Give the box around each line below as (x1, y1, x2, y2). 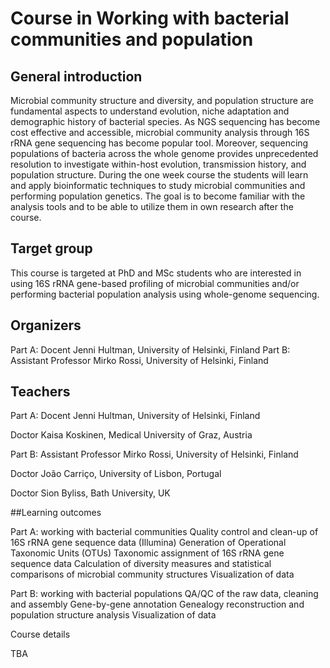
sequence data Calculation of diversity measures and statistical (10, 558, 272, 570)
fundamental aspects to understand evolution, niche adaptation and (10, 105, 290, 117)
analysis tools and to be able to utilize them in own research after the (10, 201, 294, 212)
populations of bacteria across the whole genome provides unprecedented (10, 148, 319, 159)
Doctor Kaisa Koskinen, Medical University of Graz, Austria (10, 429, 253, 441)
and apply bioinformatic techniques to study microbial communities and (10, 180, 306, 191)
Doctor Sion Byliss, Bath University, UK (10, 487, 171, 499)
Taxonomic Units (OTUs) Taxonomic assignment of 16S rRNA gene (10, 547, 285, 559)
